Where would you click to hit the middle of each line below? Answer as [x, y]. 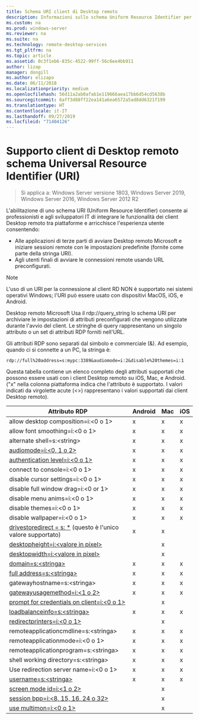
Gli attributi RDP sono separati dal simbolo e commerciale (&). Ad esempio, [97, 344]
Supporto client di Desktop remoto [93, 151]
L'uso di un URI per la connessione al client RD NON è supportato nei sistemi [99, 289]
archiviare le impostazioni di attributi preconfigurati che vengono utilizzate [97, 319]
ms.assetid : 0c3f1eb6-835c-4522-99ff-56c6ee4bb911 [70, 61]
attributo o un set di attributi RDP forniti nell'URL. [65, 332]
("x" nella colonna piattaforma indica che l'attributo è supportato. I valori [94, 384]
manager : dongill [28, 72]
